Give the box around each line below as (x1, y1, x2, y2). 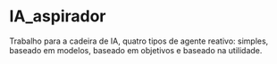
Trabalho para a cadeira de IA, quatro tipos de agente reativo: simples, (9, 36, 269, 46)
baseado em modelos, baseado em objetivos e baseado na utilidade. (9, 44, 263, 55)
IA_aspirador (9, 6, 106, 27)
